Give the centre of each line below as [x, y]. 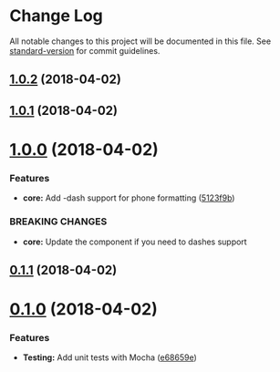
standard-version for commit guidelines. [85, 50]
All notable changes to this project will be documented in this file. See [140, 41]
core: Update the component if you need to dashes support [135, 242]
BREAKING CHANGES [58, 222]
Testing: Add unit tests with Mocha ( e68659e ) [110, 357]
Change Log [56, 16]
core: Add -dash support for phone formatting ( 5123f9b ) [129, 198]
